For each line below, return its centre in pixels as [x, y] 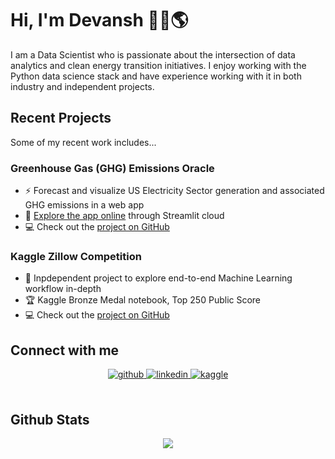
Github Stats [50, 419]
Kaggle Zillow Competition [76, 256]
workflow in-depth [63, 289]
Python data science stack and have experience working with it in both [156, 76]
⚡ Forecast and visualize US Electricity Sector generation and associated [174, 191]
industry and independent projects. [82, 86]
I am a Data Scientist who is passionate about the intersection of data [153, 54]
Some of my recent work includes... [83, 142]
